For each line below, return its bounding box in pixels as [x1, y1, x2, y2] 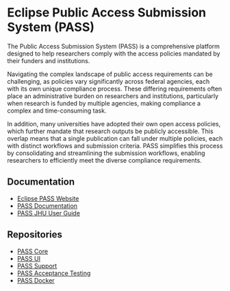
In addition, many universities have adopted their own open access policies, [7, 119, 221, 128]
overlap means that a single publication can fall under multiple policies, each [7, 134, 223, 142]
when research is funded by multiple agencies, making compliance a [7, 99, 201, 107]
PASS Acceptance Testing [16, 269, 91, 277]
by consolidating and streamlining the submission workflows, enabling [7, 149, 205, 157]
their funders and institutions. [7, 56, 90, 65]
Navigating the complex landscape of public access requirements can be [7, 70, 214, 78]
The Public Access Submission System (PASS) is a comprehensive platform [7, 42, 220, 50]
